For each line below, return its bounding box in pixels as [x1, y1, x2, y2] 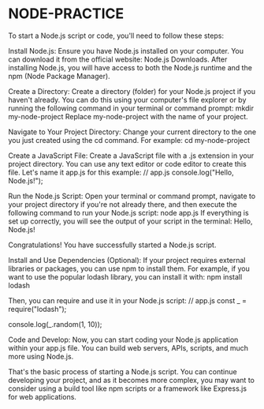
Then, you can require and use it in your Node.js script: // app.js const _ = [8, 295, 247, 305]
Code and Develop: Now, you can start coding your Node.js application [8, 335, 239, 344]
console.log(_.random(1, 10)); [8, 319, 102, 328]
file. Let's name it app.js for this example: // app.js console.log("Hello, [8, 167, 234, 177]
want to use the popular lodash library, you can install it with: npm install [8, 272, 243, 281]
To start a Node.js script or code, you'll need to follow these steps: [8, 31, 225, 40]
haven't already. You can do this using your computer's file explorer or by [8, 95, 247, 104]
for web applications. [8, 392, 77, 401]
